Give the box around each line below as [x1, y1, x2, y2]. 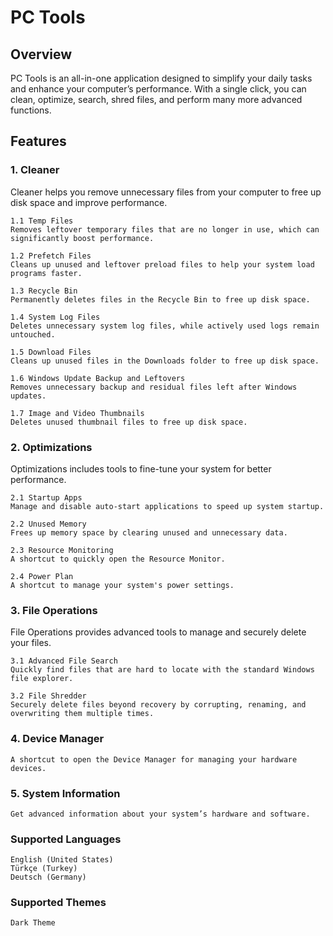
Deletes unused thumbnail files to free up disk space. [10, 417, 248, 427]
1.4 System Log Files [10, 312, 101, 322]
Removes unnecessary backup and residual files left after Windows [10, 382, 298, 392]
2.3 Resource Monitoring [10, 545, 114, 555]
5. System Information [10, 786, 121, 800]
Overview [10, 46, 73, 63]
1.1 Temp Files [10, 216, 74, 226]
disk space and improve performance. [10, 196, 168, 208]
